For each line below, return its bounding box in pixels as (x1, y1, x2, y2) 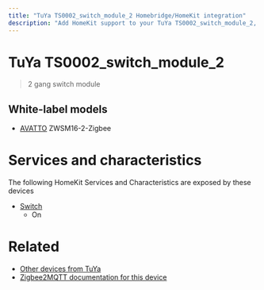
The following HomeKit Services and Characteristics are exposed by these (8, 178, 251, 188)
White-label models (8, 102, 108, 116)
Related (8, 238, 59, 256)
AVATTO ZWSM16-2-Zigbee (19, 124, 112, 133)
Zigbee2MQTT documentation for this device (19, 273, 167, 282)
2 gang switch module (27, 79, 101, 89)
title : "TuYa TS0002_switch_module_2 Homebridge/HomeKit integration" (8, 11, 247, 20)
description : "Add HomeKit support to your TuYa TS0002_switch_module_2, (8, 19, 258, 27)
